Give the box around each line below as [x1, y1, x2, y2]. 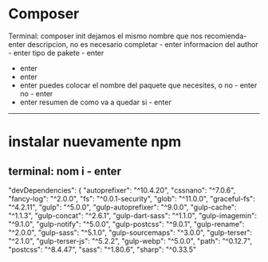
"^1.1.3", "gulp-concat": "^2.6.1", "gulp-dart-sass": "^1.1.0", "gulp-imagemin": [8, 210, 257, 220]
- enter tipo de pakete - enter [8, 48, 104, 57]
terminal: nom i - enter [8, 164, 122, 178]
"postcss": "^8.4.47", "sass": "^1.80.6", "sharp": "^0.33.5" [8, 244, 197, 254]
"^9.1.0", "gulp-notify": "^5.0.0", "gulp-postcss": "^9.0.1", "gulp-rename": [8, 219, 245, 229]
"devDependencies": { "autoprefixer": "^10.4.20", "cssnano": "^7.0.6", [8, 185, 236, 195]
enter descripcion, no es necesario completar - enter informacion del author [8, 39, 259, 49]
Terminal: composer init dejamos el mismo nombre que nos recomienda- [8, 31, 247, 41]
